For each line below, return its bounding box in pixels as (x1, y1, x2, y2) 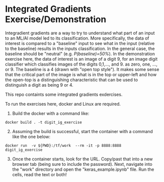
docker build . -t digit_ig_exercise (5, 120, 82, 125)
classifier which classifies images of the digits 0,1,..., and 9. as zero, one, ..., (5, 61, 158, 67)
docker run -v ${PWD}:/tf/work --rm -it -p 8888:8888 (5, 143, 121, 148)
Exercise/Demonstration (5, 14, 107, 25)
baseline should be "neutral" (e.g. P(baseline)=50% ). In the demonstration (5, 50, 155, 57)
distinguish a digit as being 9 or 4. (5, 82, 73, 88)
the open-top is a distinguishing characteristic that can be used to (5, 77, 138, 83)
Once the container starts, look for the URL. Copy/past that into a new (12, 156, 153, 162)
